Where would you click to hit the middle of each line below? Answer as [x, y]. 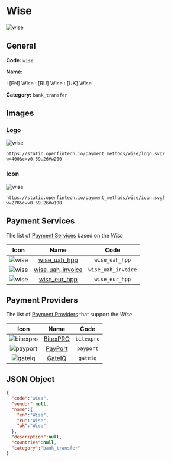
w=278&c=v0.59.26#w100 [34, 203]
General [21, 46]
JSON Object [30, 379]
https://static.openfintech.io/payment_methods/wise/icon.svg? [86, 198]
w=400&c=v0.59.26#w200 [34, 159]
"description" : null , [37, 437]
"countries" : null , [34, 442]
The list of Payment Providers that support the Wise [69, 315]
